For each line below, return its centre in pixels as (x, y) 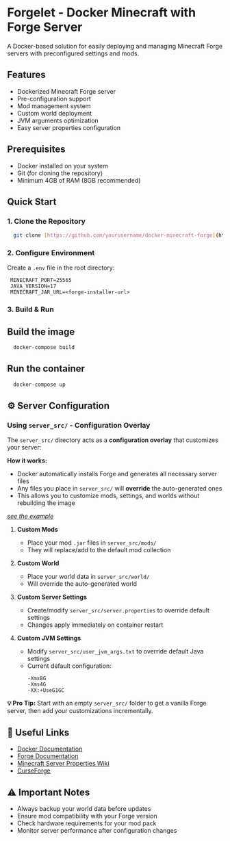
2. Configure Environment (51, 253)
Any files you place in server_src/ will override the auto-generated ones (119, 489)
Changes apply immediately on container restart (95, 625)
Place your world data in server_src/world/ (88, 577)
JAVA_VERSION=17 (33, 286)
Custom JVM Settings (49, 638)
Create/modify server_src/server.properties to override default (118, 610)
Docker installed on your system (62, 166)
